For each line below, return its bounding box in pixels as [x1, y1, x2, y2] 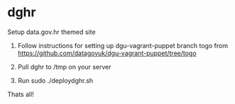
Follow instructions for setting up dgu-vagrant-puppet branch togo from [17, 41, 229, 50]
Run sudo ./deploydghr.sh [17, 76, 94, 85]
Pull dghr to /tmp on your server [17, 62, 111, 71]
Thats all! [7, 90, 34, 98]
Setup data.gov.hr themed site [7, 28, 96, 36]
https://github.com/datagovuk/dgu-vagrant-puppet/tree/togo [17, 49, 197, 57]
